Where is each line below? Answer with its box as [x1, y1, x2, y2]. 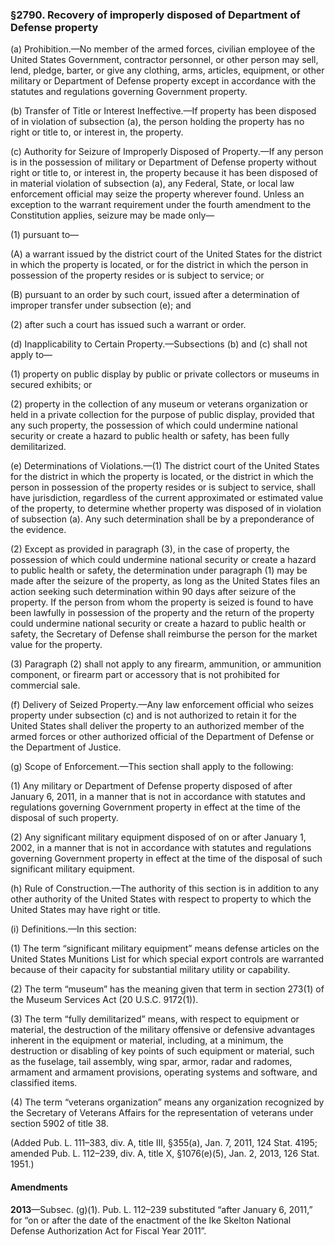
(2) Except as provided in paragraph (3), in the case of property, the [10, 543, 290, 555]
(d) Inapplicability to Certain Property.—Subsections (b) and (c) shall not [10, 338, 308, 350]
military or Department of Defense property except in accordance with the [10, 75, 317, 87]
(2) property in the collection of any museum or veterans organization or [10, 398, 308, 410]
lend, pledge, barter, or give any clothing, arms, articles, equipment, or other [10, 64, 325, 77]
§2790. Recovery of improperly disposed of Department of [10, 8, 301, 22]
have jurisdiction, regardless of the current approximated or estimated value [10, 492, 324, 504]
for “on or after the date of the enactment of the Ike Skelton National [10, 1214, 292, 1226]
